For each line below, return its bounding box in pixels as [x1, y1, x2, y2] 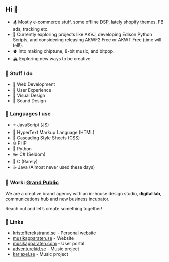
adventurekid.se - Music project [12, 246, 79, 252]
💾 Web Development [12, 81, 55, 88]
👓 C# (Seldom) [12, 151, 46, 157]
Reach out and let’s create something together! [5, 205, 102, 211]
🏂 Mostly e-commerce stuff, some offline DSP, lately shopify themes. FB [12, 19, 164, 25]
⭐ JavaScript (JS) [12, 122, 49, 128]
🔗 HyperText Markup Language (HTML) [12, 129, 95, 136]
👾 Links [5, 218, 24, 225]
